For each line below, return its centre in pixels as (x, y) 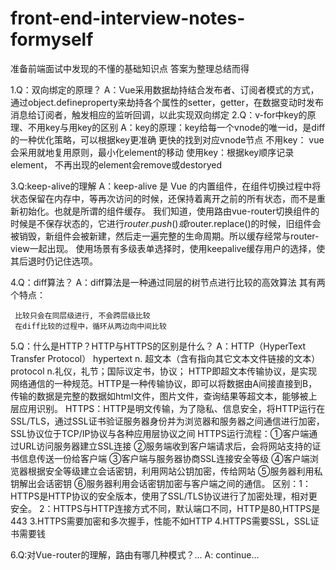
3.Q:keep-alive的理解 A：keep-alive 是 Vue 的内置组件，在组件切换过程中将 (166, 186)
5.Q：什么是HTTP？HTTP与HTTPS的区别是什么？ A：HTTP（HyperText (158, 346)
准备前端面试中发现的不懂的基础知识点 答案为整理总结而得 (130, 68)
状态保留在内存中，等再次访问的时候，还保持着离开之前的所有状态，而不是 (163, 198)
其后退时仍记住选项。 (54, 261)
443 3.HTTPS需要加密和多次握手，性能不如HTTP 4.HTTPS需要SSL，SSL (160, 521)
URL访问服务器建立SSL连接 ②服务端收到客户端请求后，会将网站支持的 (165, 446)
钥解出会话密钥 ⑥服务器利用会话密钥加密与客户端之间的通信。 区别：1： (161, 483)
